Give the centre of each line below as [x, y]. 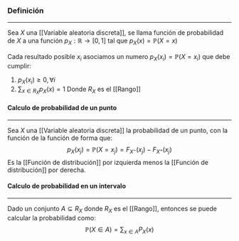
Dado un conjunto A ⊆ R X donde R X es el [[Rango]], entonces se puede [112, 210]
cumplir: [20, 65]
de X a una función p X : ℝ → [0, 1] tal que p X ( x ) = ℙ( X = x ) [92, 42]
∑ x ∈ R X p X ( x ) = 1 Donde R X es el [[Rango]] [79, 90]
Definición [26, 11]
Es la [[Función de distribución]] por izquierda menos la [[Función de [108, 162]
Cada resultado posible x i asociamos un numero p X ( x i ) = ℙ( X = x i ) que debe [119, 58]
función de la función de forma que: [60, 138]
